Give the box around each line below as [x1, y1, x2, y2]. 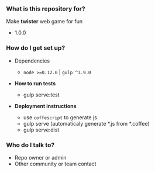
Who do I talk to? [6, 141, 55, 149]
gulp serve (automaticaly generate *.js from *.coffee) [23, 120, 150, 127]
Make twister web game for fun [6, 18, 83, 25]
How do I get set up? [6, 44, 66, 52]
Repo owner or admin [14, 154, 67, 161]
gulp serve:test [23, 91, 60, 98]
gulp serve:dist [23, 126, 60, 133]
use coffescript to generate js [23, 113, 98, 121]
